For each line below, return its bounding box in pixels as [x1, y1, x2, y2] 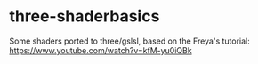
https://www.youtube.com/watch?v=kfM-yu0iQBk [9, 44, 193, 55]
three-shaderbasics [9, 6, 160, 27]
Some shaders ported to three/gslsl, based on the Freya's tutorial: [9, 36, 251, 46]
